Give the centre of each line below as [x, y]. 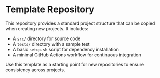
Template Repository [50, 9]
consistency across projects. [35, 70]
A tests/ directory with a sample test [51, 44]
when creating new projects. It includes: [47, 28]
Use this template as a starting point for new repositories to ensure [75, 64]
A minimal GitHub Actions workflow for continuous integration [77, 55]
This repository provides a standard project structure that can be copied [80, 23]
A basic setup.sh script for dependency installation [65, 49]
